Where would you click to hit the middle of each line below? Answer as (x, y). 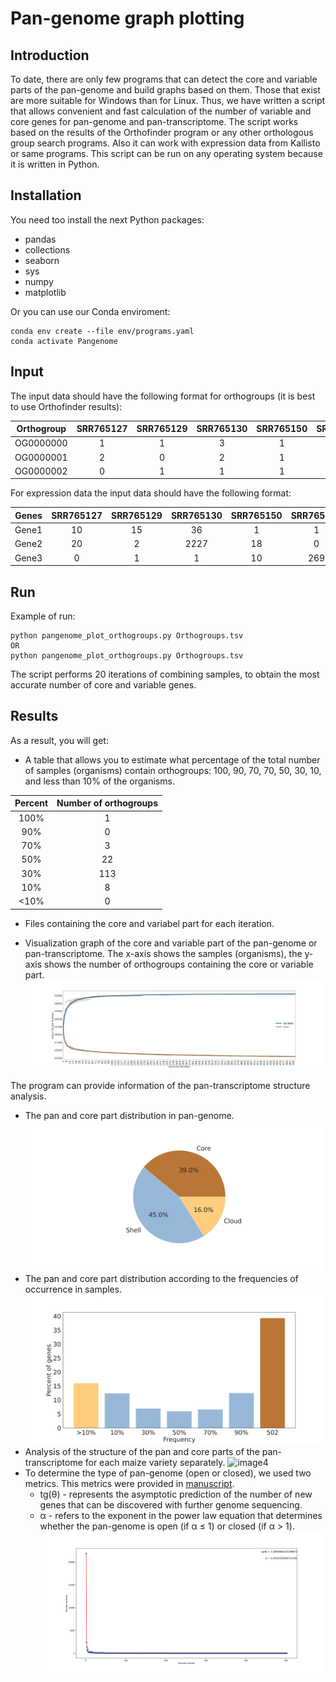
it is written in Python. (55, 164)
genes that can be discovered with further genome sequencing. (171, 1504)
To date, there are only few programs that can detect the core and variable (164, 79)
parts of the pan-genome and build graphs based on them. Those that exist (165, 90)
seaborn (42, 260)
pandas (40, 239)
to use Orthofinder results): (66, 406)
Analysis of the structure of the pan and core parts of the (142, 1451)
